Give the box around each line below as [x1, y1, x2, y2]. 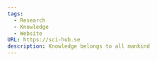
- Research [13, 17, 46, 24]
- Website [13, 29, 42, 37]
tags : [7, 10, 23, 18]
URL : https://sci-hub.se [7, 36, 81, 43]
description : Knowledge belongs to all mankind [7, 43, 151, 50]
